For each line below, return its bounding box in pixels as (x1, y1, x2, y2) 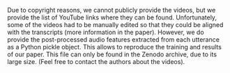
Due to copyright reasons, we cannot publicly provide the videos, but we (7, 6, 216, 14)
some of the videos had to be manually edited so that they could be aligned (7, 21, 224, 29)
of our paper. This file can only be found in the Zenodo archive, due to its (7, 50, 217, 58)
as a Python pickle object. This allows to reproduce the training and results (7, 43, 222, 51)
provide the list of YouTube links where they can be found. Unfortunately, (7, 13, 217, 22)
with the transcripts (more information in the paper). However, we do (7, 28, 204, 36)
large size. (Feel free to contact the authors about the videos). (7, 58, 185, 65)
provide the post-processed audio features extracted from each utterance (7, 35, 220, 44)
